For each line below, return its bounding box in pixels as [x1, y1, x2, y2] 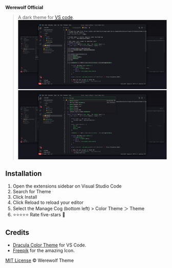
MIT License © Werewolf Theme [5, 257, 74, 263]
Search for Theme [12, 188, 51, 194]
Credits [5, 228, 30, 237]
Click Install [12, 194, 37, 200]
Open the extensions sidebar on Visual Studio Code [12, 183, 122, 189]
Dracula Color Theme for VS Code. [12, 242, 87, 248]
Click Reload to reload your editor [12, 199, 83, 205]
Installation [5, 169, 42, 178]
